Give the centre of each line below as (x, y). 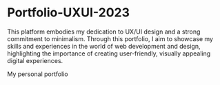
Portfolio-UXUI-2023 (68, 13)
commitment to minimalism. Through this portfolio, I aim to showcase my (110, 38)
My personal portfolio (38, 74)
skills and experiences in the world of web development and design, (104, 46)
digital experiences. (35, 60)
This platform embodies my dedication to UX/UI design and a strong (104, 32)
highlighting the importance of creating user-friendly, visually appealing (109, 53)
